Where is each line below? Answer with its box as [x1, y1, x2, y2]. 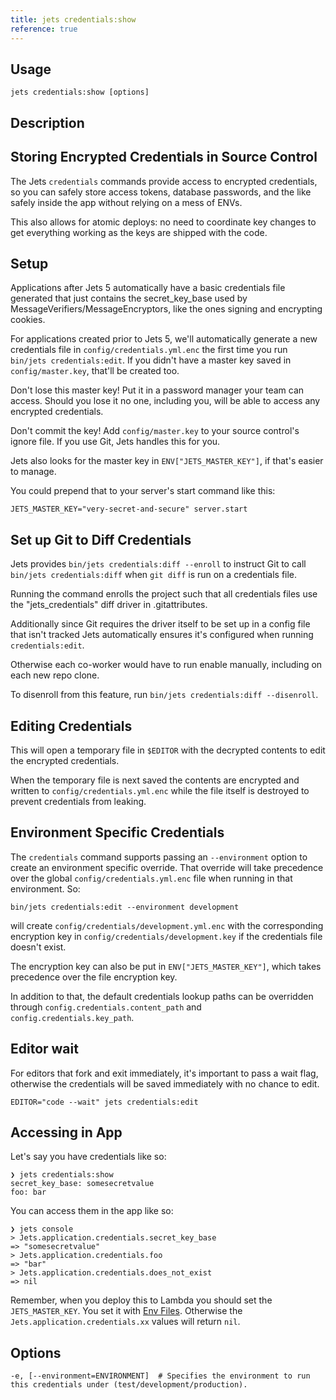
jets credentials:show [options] [10, 87, 150, 98]
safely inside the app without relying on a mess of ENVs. [10, 196, 243, 208]
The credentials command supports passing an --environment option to [10, 851, 308, 863]
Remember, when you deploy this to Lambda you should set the [10, 1294, 273, 1306]
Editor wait [10, 1041, 79, 1058]
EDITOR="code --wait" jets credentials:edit [10, 1097, 199, 1107]
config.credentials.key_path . [10, 1011, 135, 1023]
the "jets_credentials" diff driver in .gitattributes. [10, 599, 208, 611]
